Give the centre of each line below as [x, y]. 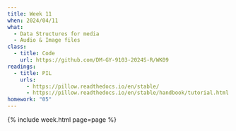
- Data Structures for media [57, 34]
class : [17, 47]
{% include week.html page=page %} [62, 120]
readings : [22, 67]
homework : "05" [30, 100]
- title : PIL [33, 73]
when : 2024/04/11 [33, 21]
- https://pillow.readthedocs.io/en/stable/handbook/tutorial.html [128, 93]
